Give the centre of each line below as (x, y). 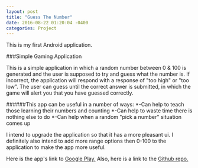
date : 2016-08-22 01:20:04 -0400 (47, 22)
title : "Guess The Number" (39, 17)
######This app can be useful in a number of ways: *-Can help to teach (95, 105)
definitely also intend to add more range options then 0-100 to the (86, 141)
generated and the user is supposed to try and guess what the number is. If (98, 74)
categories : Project (32, 28)
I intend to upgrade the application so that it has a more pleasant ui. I (90, 135)
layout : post (22, 12)
